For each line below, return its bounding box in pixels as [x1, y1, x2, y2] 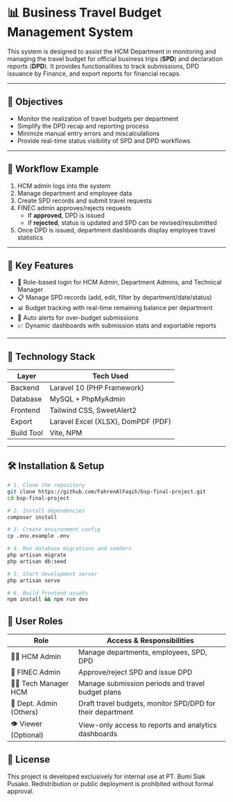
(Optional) [10, 731, 44, 740]
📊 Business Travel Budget [7, 5, 162, 21]
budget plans [78, 688, 121, 697]
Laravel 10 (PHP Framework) [49, 383, 144, 393]
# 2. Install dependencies [7, 507, 85, 514]
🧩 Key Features [7, 259, 74, 271]
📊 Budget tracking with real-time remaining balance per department [17, 304, 213, 312]
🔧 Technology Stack [7, 350, 96, 362]
